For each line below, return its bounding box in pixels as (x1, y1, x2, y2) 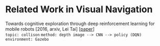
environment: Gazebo (5, 37, 50, 42)
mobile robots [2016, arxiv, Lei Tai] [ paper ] (5, 26, 95, 32)
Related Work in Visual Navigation (5, 4, 153, 15)
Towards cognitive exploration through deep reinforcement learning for (5, 20, 155, 27)
